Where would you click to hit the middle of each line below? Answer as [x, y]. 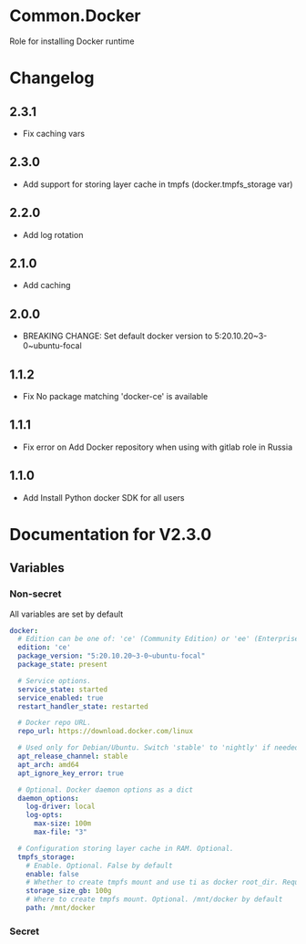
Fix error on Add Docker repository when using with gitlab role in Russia [158, 447]
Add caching [46, 285]
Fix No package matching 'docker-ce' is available [115, 396]
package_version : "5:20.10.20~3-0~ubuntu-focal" [112, 656]
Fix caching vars [53, 133]
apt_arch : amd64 [48, 764]
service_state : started [62, 690]
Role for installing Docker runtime [72, 41]
